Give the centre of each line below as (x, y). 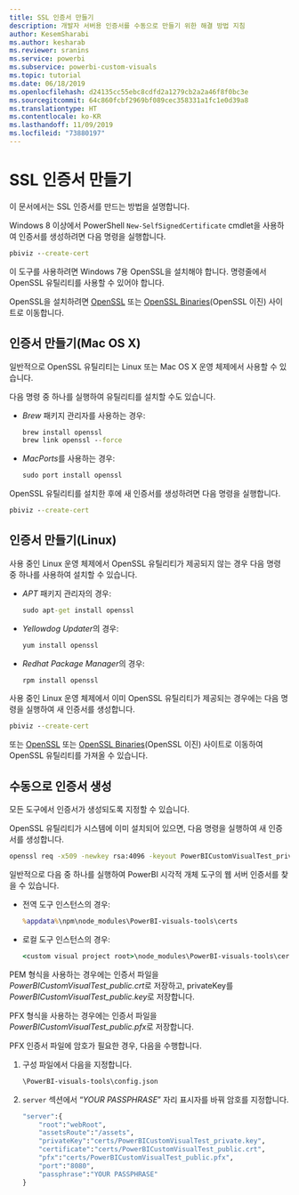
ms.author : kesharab (48, 42)
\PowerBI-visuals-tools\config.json (90, 1081)
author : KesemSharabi (49, 34)
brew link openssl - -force (72, 440)
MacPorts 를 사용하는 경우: (69, 458)
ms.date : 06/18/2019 (48, 84)
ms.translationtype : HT (53, 109)
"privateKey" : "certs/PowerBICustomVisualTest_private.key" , (152, 1141)
